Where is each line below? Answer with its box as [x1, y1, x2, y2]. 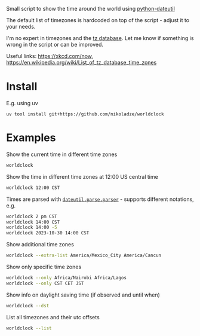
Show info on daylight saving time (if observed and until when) [6, 291, 160, 298]
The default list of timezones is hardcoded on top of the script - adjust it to [6, 17, 190, 23]
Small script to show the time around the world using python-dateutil [6, 5, 175, 12]
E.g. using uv [6, 99, 39, 106]
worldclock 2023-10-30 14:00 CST [6, 230, 90, 236]
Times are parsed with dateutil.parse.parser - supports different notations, [6, 196, 194, 203]
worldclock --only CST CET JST [6, 280, 84, 286]
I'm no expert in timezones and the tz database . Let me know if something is [6, 35, 194, 41]
